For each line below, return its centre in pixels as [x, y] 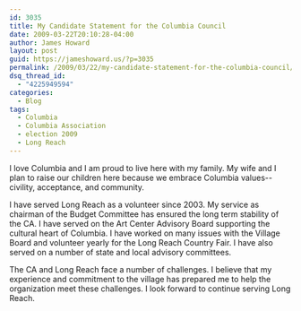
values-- [257, 177]
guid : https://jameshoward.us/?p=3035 [82, 59]
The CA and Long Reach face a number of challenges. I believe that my [141, 269]
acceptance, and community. [91, 187]
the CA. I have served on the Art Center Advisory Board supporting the [140, 223]
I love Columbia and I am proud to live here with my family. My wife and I [143, 168]
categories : [31, 92]
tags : [19, 109]
